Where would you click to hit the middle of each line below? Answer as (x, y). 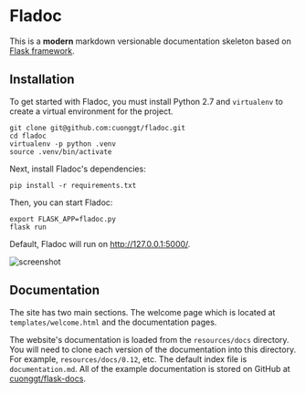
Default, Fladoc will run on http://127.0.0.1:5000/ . (100, 243)
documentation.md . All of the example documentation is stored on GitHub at (150, 368)
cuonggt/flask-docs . (48, 378)
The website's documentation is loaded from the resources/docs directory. (149, 339)
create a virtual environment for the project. (91, 111)
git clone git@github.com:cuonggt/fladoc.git (97, 128)
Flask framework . (42, 50)
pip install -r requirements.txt (73, 185)
